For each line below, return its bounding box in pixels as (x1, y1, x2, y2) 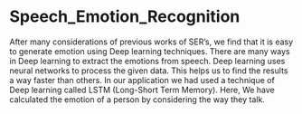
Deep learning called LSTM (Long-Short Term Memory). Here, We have (9, 84, 276, 95)
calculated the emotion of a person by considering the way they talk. (9, 93, 265, 105)
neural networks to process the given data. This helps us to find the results (9, 65, 288, 76)
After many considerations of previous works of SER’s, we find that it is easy (9, 36, 294, 47)
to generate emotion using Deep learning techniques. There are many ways (9, 45, 291, 56)
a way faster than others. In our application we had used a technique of (9, 74, 276, 85)
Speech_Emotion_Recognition (9, 6, 241, 27)
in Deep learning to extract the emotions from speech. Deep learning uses (9, 55, 286, 66)
